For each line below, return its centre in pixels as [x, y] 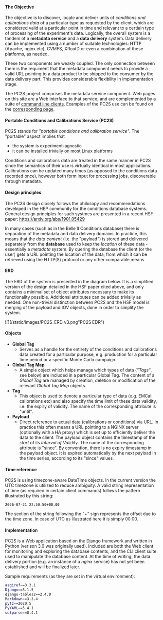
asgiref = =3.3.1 [20, 585]
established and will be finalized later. [43, 567]
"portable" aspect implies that [35, 136]
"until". [26, 412]
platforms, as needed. [27, 54]
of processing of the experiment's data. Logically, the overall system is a [78, 33]
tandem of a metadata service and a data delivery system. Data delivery [78, 39]
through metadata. [24, 181]
